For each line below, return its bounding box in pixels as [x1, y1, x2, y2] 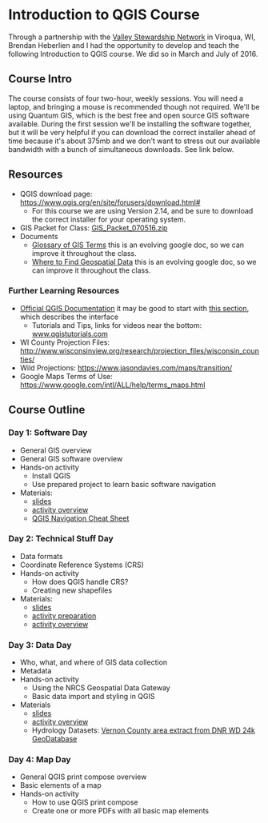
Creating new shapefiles [31, 585, 113, 595]
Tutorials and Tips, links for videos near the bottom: [31, 320, 202, 330]
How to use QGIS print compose [31, 797, 138, 807]
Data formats [19, 551, 63, 561]
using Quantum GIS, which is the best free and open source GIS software [8, 110, 250, 120]
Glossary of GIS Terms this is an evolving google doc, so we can [31, 240, 245, 250]
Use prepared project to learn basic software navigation [31, 479, 216, 489]
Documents [19, 231, 58, 241]
